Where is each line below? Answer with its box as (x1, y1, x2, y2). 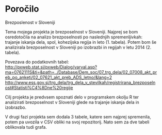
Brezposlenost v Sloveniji (5, 19, 55, 25)
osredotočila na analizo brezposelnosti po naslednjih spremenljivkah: (5, 34, 143, 40)
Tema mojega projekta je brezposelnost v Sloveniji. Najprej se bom (5, 29, 138, 34)
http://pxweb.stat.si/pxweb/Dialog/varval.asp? (5, 64, 97, 70)
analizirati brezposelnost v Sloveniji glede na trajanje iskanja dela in (5, 99, 140, 105)
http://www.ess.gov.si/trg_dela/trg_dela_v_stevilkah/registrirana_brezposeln (5, 79, 156, 85)
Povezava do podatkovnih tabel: (5, 59, 69, 65)
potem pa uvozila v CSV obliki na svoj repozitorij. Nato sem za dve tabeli (5, 119, 149, 125)
